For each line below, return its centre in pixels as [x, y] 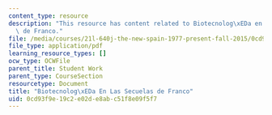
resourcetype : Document [49, 83]
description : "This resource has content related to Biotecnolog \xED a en [136, 23]
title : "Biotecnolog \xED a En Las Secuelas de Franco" [101, 91]
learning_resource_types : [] [57, 53]
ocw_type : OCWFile [39, 62]
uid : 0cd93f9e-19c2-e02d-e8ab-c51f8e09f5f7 [83, 99]
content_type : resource [49, 16]
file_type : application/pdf [56, 46]
